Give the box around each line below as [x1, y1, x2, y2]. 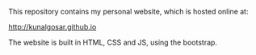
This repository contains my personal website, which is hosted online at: [8, 7, 249, 16]
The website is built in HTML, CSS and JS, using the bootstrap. [8, 37, 218, 47]
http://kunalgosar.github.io [8, 22, 97, 31]
